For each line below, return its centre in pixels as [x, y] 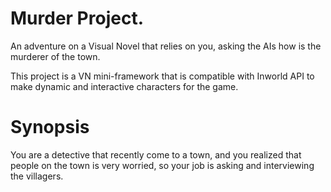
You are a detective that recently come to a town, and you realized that [156, 154]
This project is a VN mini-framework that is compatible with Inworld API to [162, 76]
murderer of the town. [55, 56]
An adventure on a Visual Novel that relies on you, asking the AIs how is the [166, 46]
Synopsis [50, 127]
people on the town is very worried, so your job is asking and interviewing [162, 165]
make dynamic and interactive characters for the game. [124, 86]
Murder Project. [77, 18]
